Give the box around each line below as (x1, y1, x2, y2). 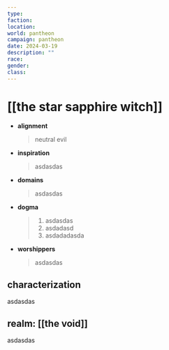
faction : (7, 17, 33, 24)
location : (7, 23, 36, 30)
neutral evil (34, 136, 67, 144)
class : (7, 68, 27, 75)
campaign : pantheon (7, 36, 64, 43)
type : (7, 10, 23, 17)
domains (17, 176, 44, 184)
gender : (7, 62, 30, 69)
